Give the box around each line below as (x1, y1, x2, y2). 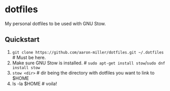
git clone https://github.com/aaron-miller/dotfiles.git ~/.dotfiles (12, 50, 164, 55)
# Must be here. (12, 54, 46, 60)
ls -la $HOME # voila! (12, 80, 57, 86)
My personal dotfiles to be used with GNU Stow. (5, 20, 106, 27)
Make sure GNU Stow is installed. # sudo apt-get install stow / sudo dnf (12, 60, 165, 66)
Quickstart (5, 35, 40, 44)
